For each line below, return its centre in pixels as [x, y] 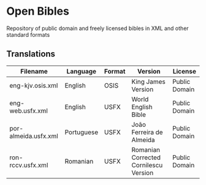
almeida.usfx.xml [34, 136]
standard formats [28, 34]
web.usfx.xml [29, 110]
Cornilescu [147, 165]
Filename [34, 71]
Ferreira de [147, 132]
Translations [31, 54]
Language [82, 71]
